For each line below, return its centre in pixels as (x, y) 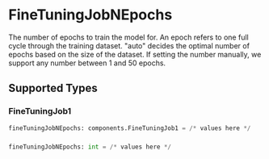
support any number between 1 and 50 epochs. (87, 63)
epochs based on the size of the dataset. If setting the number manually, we (135, 54)
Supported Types (53, 88)
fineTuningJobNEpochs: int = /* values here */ (90, 147)
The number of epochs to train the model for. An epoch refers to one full (128, 37)
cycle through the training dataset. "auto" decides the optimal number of (129, 45)
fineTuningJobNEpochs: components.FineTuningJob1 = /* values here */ (130, 128)
